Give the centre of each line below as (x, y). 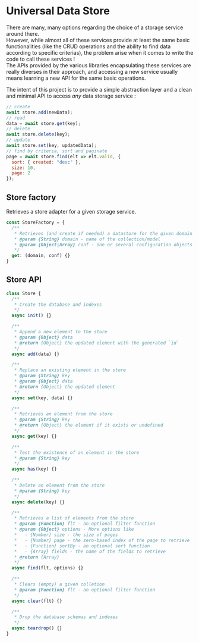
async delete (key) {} (38, 502)
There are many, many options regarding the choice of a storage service (95, 27)
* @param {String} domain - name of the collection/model (87, 239)
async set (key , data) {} (42, 398)
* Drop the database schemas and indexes (66, 617)
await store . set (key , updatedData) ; (51, 146)
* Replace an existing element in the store (70, 370)
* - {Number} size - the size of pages (66, 535)
